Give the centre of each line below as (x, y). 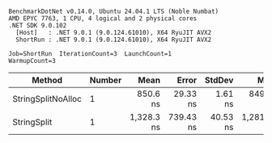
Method (47, 80)
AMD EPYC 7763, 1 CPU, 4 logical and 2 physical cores (103, 19)
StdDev (219, 80)
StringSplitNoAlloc (47, 99)
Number (106, 80)
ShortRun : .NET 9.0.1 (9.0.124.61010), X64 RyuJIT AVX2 (114, 40)
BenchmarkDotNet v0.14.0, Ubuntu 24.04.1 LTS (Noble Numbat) (114, 11)
